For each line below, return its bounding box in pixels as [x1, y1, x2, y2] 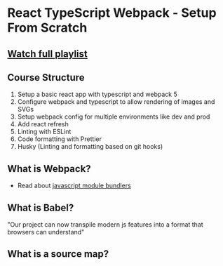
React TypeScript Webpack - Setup [7, 5, 217, 21]
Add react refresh [17, 120, 69, 128]
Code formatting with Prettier [17, 135, 102, 143]
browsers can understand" [7, 228, 85, 237]
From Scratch [7, 20, 88, 36]
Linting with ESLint [17, 128, 72, 136]
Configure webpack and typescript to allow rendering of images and [17, 98, 215, 106]
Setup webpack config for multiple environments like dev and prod [17, 112, 210, 121]
